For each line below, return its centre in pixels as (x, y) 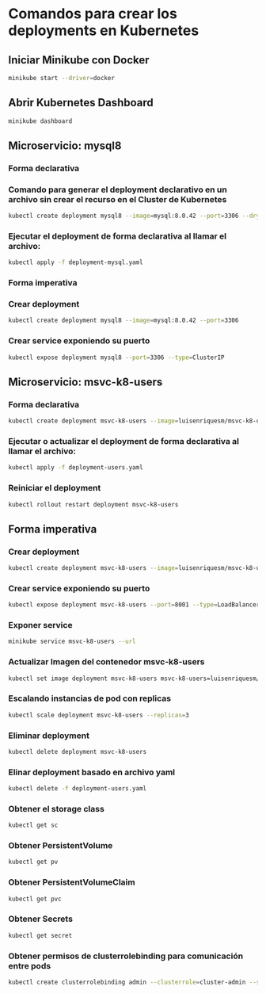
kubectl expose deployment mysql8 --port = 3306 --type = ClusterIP (116, 357)
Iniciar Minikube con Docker (79, 60)
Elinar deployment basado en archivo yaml (92, 772)
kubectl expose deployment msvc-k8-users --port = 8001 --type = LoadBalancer (134, 605)
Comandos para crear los (93, 14)
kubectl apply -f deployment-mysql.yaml (76, 262)
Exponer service (40, 625)
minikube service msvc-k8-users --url (72, 642)
